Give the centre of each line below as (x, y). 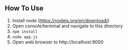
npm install (25, 32)
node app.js (25, 37)
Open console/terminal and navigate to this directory (68, 26)
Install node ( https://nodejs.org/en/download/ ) (61, 20)
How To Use (24, 8)
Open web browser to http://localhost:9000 (58, 42)
